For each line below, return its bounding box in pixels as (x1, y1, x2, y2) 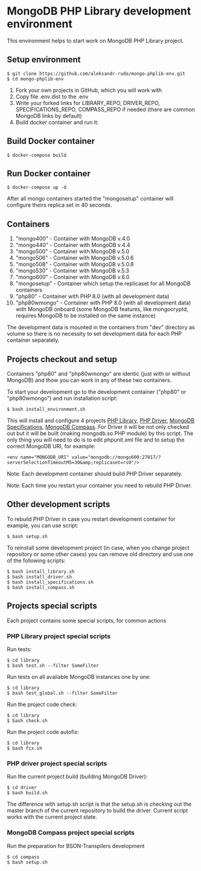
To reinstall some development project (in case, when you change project (7, 544, 190, 551)
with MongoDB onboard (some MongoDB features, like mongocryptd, (15, 306, 189, 313)
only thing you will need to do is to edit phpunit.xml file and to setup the (7, 436, 185, 443)
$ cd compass (7, 853, 40, 860)
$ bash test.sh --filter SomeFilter (7, 663, 99, 669)
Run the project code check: (7, 701, 77, 708)
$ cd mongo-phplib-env (7, 76, 64, 82)
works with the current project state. (7, 814, 98, 821)
